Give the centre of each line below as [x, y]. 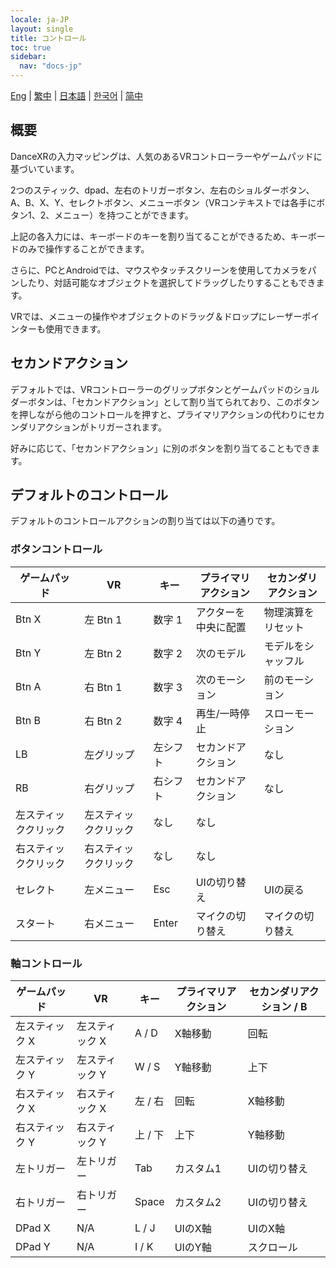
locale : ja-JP [40, 19]
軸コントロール [46, 963]
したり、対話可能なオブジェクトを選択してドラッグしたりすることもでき [167, 282]
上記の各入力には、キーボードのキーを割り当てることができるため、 [150, 236]
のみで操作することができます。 [84, 248]
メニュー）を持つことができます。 [124, 215]
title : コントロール [48, 38]
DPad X [33, 1228]
